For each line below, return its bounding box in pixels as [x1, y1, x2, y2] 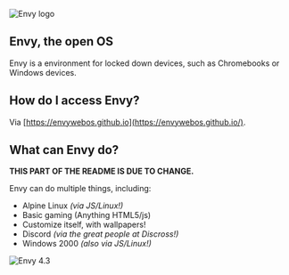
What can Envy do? [9, 142, 120, 158]
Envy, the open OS [9, 34, 114, 49]
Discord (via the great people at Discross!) [21, 229, 179, 239]
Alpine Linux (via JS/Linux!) [21, 200, 124, 211]
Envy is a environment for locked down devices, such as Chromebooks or [9, 58, 280, 69]
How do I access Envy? [9, 93, 140, 109]
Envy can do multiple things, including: [9, 183, 152, 194]
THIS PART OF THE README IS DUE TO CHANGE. [9, 166, 194, 177]
